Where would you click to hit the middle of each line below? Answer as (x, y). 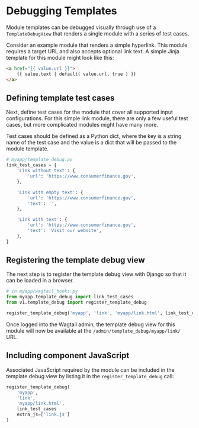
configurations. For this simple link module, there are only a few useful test (97, 118)
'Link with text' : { (42, 220)
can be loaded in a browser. (40, 281)
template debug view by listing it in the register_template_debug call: (90, 376)
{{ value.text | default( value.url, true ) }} (76, 74)
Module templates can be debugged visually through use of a (81, 27)
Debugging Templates (62, 11)
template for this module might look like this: (60, 57)
